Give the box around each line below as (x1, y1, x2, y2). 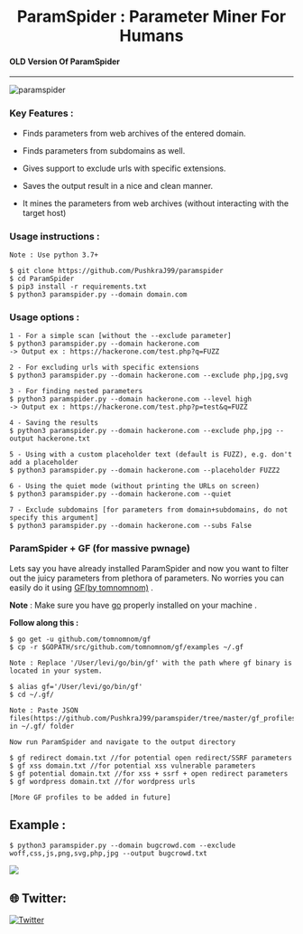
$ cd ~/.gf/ (9, 690, 54, 699)
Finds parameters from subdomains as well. (22, 145, 186, 156)
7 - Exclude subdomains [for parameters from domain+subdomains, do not (9, 505, 289, 514)
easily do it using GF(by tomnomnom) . (9, 581, 153, 593)
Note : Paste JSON (9, 705, 78, 715)
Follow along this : (9, 617, 79, 627)
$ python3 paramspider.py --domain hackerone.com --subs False (9, 522, 252, 531)
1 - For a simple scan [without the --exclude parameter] (9, 332, 232, 341)
